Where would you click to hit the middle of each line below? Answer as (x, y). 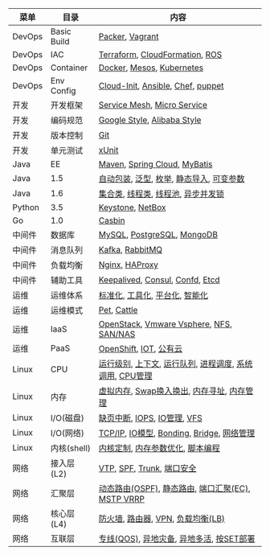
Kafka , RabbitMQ (131, 250)
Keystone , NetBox (132, 207)
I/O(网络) (67, 433)
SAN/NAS (117, 334)
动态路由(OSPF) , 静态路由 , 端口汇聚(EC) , (174, 488)
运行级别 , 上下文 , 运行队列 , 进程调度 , (166, 364)
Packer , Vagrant (129, 37)
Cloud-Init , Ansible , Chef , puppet (161, 86)
